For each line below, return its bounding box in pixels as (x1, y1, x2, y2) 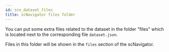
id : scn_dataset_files (5, 7, 53, 13)
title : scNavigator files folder (5, 12, 76, 17)
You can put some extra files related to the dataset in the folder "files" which (5, 26, 164, 32)
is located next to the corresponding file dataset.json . (5, 31, 118, 37)
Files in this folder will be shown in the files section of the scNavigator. (5, 41, 154, 47)
